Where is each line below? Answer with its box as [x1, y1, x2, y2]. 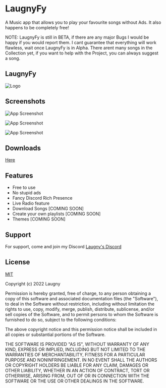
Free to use [12, 184, 36, 191]
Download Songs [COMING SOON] [12, 206, 84, 212]
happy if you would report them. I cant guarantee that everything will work [5, 39, 157, 45]
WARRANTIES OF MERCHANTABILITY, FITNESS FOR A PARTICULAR [5, 351, 145, 357]
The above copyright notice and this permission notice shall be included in [5, 326, 157, 332]
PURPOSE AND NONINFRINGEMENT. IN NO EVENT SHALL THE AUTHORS [5, 357, 158, 363]
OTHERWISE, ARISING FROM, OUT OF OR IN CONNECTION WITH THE [5, 373, 150, 379]
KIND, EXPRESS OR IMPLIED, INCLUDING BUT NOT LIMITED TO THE [5, 346, 146, 352]
